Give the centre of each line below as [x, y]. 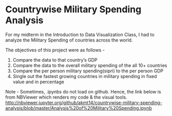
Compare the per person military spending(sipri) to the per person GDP [88, 71]
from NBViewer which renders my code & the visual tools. [66, 97]
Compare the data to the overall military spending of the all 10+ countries [90, 65]
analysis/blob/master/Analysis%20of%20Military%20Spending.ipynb [79, 108]
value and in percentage [38, 82]
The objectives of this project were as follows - [55, 50]
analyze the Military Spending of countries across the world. [69, 40]
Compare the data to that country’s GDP [55, 60]
